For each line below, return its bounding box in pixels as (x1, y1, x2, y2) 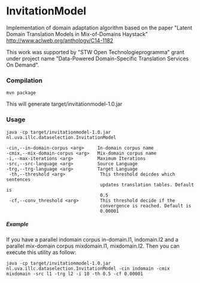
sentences (6, 176, 31, 183)
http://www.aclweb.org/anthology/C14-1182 (6, 37, 114, 44)
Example (6, 221, 29, 228)
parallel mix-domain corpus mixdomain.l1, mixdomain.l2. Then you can (6, 242, 180, 249)
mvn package (6, 90, 36, 96)
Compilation (6, 76, 43, 85)
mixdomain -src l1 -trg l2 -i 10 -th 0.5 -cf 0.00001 (6, 270, 144, 277)
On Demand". (6, 61, 40, 68)
